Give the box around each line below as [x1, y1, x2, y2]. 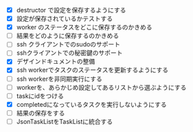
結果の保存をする [16, 109, 65, 117]
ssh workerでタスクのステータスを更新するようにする [16, 66, 169, 74]
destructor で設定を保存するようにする [16, 6, 126, 14]
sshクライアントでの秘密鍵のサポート [16, 49, 123, 57]
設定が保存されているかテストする [16, 14, 113, 23]
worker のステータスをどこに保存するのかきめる [16, 23, 152, 31]
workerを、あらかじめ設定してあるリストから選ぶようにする [16, 83, 187, 91]
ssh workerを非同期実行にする [16, 75, 102, 83]
